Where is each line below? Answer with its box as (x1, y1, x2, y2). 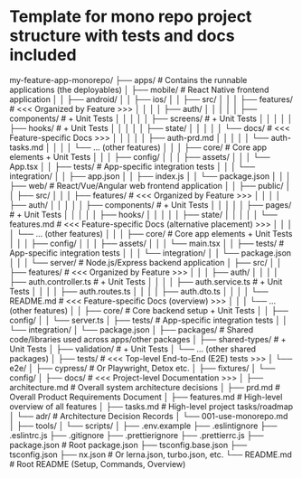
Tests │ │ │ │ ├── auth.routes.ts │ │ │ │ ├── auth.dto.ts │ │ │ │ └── (9, 286, 269, 296)
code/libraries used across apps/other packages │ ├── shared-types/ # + (9, 333, 287, 344)
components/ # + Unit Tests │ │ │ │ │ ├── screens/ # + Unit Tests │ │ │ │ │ (9, 113, 293, 124)
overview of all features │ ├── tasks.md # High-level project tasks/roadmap (9, 400, 294, 412)
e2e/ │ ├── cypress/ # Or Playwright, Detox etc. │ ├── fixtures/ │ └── (9, 362, 276, 373)
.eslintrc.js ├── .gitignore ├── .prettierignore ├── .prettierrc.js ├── (9, 429, 264, 440)
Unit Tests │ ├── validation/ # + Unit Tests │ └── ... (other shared (9, 343, 256, 354)
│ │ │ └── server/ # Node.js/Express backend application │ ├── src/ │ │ (9, 257, 282, 267)
